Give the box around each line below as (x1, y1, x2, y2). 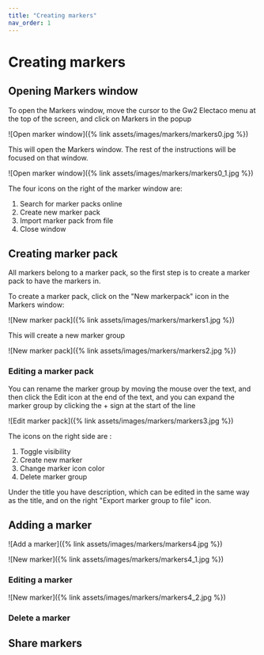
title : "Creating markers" (8, 11, 97, 20)
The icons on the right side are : (8, 431, 112, 441)
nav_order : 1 (8, 19, 51, 27)
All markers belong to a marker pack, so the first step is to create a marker (8, 268, 251, 278)
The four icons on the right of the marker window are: (8, 184, 183, 193)
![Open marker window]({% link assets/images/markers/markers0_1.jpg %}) (8, 168, 255, 178)
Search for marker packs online (19, 199, 123, 208)
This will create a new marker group (8, 331, 125, 340)
